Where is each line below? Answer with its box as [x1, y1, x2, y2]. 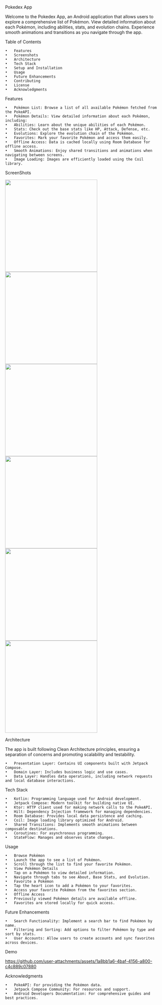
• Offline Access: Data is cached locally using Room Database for [5, 140, 151, 145]
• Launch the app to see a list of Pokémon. [5, 857, 102, 862]
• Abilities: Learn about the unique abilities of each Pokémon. [5, 122, 146, 127]
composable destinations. [5, 827, 58, 831]
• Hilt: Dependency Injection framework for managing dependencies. [5, 809, 153, 814]
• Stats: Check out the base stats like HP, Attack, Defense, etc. [5, 127, 151, 132]
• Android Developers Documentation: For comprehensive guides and [5, 991, 151, 996]
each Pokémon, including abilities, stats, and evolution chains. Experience [5, 24, 155, 30]
